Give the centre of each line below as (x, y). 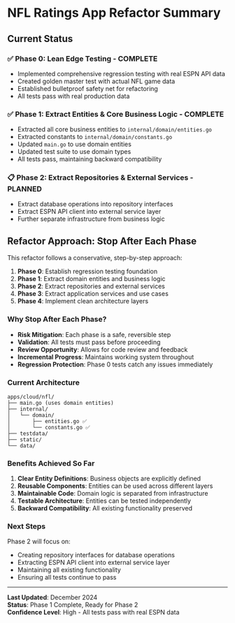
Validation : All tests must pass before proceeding (89, 342)
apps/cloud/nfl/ (31, 396)
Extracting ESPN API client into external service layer (93, 563)
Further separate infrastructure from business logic (91, 219)
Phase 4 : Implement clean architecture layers (83, 301)
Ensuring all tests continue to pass (67, 578)
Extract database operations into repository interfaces (95, 204)
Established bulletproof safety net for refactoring (88, 88)
